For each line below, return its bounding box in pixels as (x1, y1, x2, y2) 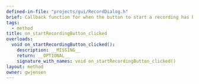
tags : (6, 20, 20, 25)
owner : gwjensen (6, 69, 46, 75)
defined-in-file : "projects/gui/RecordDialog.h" (6, 8, 129, 15)
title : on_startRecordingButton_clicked (6, 31, 108, 37)
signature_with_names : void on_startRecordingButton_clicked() (17, 58, 176, 64)
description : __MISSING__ (17, 47, 81, 53)
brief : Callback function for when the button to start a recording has (6, 14, 190, 20)
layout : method (6, 63, 44, 70)
